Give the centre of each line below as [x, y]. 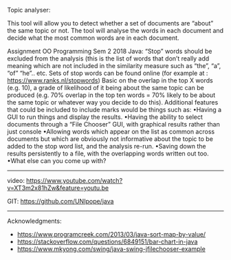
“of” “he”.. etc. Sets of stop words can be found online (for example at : [108, 73]
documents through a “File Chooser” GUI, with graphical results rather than [113, 124]
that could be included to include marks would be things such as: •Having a [114, 110]
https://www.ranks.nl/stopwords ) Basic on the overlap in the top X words [110, 80]
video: [16, 181]
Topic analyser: [29, 10]
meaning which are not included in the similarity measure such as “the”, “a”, [114, 66]
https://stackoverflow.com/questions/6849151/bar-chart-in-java [107, 241]
